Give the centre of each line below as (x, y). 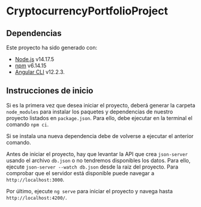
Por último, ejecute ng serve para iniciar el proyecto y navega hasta (89, 191)
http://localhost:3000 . (35, 179)
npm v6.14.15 (31, 65)
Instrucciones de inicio (50, 91)
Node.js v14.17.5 (34, 59)
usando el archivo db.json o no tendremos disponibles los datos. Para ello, (98, 160)
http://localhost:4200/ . (37, 197)
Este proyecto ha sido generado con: (52, 47)
